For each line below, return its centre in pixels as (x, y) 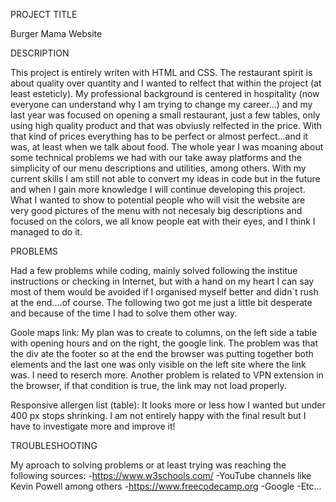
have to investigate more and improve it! (93, 426)
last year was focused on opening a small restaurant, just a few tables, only (165, 115)
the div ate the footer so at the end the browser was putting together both (162, 353)
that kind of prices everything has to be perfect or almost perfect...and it (159, 136)
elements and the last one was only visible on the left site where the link (158, 364)
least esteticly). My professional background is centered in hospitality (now (165, 93)
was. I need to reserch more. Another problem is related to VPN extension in (167, 375)
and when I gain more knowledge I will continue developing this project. (158, 189)
